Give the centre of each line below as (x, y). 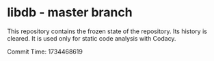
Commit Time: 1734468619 (45, 52)
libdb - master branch (70, 13)
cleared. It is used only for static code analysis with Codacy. (92, 38)
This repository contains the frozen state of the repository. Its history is (107, 31)
